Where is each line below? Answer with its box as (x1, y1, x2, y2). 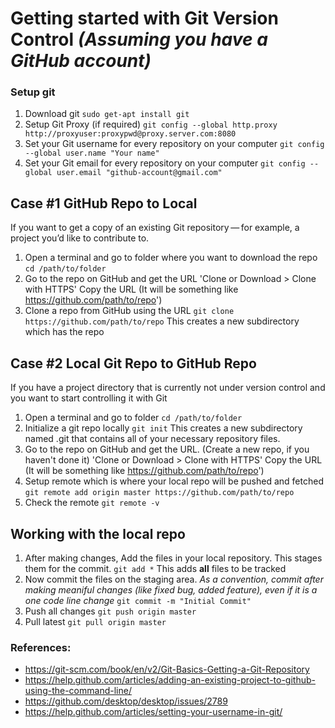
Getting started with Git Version (10, 7, 279, 30)
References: (10, 640, 72, 654)
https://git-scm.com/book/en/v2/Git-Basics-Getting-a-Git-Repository (24, 663, 310, 676)
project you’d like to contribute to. (10, 232, 150, 244)
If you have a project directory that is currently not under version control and (10, 382, 326, 394)
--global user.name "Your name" (24, 148, 160, 159)
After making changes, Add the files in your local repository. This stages (24, 552, 323, 564)
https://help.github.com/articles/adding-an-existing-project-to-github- (24, 674, 316, 686)
